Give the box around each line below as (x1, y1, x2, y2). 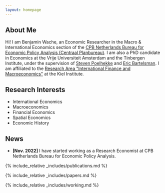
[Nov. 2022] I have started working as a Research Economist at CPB (12, 148, 153, 154)
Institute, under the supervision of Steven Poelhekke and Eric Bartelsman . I (5, 60, 159, 66)
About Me (5, 26, 36, 34)
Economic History (12, 120, 49, 126)
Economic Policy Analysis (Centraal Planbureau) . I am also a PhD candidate (5, 49, 160, 55)
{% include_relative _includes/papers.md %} (5, 172, 97, 178)
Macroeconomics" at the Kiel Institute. (5, 71, 84, 77)
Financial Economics (12, 109, 55, 115)
